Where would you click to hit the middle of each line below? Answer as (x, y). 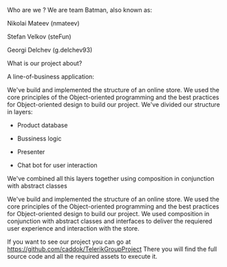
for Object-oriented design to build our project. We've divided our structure (113, 105)
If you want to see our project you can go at (69, 242)
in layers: (20, 112)
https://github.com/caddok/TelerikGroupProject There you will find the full (112, 249)
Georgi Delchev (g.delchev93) (50, 50)
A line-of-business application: (51, 76)
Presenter (31, 152)
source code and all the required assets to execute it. (83, 256)
